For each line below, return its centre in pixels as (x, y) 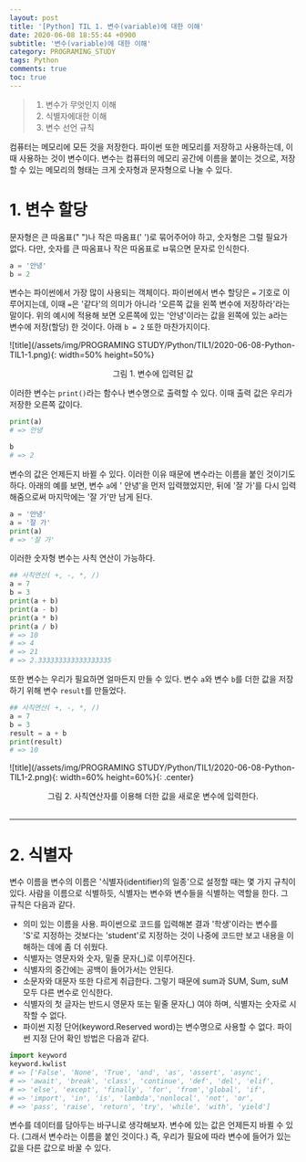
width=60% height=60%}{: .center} (127, 777)
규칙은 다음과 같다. (42, 904)
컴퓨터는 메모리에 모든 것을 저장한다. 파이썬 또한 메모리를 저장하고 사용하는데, (147, 146)
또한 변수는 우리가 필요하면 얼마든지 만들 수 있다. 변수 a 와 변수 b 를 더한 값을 (143, 679)
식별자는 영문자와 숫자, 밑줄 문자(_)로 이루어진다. (109, 958)
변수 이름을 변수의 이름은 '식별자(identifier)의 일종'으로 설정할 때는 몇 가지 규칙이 (153, 882)
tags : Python (34, 60)
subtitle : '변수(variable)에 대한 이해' (81, 43)
